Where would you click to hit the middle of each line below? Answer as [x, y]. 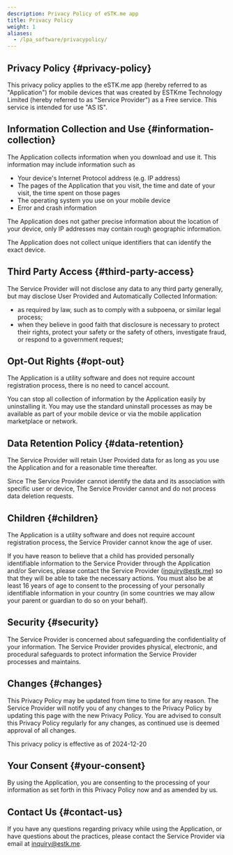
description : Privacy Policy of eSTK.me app [73, 14]
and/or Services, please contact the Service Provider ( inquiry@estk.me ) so [115, 571]
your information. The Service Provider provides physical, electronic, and [112, 646]
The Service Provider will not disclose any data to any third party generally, [115, 288]
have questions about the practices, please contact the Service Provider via [116, 836]
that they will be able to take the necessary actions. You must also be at [110, 578]
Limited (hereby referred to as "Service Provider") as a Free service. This [112, 99]
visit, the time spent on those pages [69, 192]
